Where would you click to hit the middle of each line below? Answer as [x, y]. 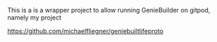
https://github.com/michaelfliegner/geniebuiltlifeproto [86, 31]
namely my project [34, 17]
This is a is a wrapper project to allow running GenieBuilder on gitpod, [109, 10]
